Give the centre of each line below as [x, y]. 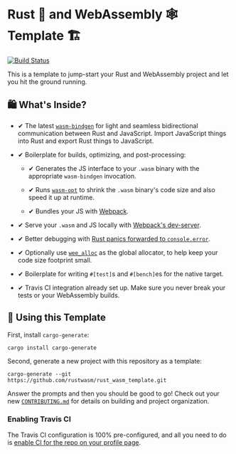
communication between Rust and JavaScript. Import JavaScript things [122, 133]
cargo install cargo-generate [52, 348]
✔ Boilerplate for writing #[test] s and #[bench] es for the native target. [120, 274]
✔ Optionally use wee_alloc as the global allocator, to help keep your [118, 252]
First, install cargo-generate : [48, 334]
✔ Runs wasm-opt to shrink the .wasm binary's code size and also [122, 189]
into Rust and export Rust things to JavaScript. [86, 141]
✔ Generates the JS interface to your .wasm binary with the [114, 168]
